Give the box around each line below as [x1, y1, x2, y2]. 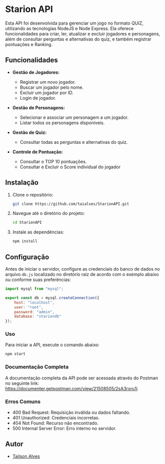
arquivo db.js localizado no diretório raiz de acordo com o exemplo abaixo [5, 272, 159, 277]
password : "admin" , [14, 309, 55, 314]
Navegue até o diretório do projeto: [12, 210, 85, 216]
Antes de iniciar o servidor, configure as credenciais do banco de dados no [5, 266, 160, 272]
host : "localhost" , [14, 300, 55, 305]
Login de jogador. [19, 95, 56, 101]
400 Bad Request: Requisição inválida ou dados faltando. [12, 409, 131, 415]
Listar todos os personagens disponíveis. [19, 119, 105, 126]
